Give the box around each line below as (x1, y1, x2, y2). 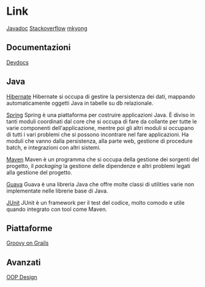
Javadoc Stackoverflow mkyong (6, 25, 88, 32)
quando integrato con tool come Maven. (6, 205, 107, 213)
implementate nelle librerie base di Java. (6, 187, 108, 194)
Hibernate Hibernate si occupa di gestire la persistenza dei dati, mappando (6, 93, 196, 100)
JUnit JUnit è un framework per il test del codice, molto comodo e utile (6, 199, 185, 206)
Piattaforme (6, 223, 53, 234)
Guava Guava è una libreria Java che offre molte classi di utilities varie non (6, 180, 195, 188)
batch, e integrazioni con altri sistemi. (6, 143, 101, 151)
